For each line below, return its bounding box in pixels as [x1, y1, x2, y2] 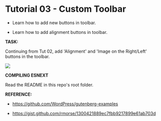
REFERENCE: [5, 91, 32, 97]
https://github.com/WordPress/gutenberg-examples [12, 101, 119, 107]
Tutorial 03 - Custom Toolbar [5, 3, 126, 15]
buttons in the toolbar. [5, 53, 50, 60]
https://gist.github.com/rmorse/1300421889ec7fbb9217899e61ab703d [12, 110, 156, 116]
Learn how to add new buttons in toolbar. [12, 20, 96, 26]
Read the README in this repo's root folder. [5, 82, 94, 88]
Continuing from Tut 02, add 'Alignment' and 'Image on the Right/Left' [5, 48, 147, 54]
